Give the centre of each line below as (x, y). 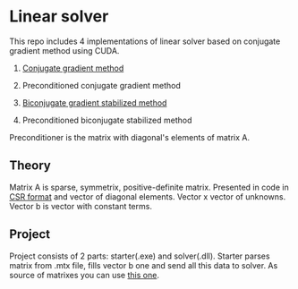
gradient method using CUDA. (64, 50)
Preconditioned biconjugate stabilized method (107, 120)
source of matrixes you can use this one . (84, 275)
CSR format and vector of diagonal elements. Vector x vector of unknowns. (148, 196)
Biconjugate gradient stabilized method (94, 102)
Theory (30, 166)
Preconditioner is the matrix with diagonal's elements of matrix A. (130, 137)
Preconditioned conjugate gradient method (102, 85)
